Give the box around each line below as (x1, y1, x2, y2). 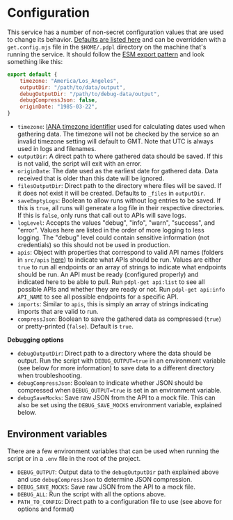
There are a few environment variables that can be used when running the (7, 447, 220, 455)
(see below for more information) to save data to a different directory (17, 364, 215, 372)
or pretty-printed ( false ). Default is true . (17, 322, 134, 331)
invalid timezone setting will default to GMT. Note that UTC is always (17, 137, 214, 145)
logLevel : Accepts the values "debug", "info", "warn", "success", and (17, 219, 216, 227)
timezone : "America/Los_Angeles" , (19, 77, 120, 84)
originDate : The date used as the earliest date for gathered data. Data (17, 167, 218, 175)
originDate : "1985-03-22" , (19, 103, 98, 111)
